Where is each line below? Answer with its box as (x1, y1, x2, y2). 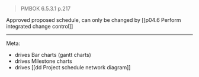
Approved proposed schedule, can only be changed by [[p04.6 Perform (6, 17, 181, 23)
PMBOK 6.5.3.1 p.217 (20, 5, 71, 12)
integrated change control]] (6, 23, 73, 30)
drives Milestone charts (14, 57, 72, 65)
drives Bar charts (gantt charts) (14, 52, 92, 58)
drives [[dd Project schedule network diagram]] (14, 64, 131, 70)
